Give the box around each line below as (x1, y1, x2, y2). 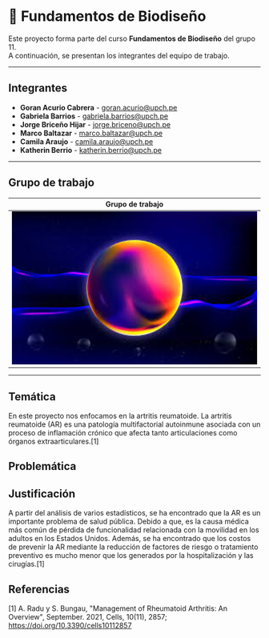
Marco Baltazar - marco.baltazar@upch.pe (19, 128, 163, 138)
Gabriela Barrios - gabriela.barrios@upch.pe (19, 111, 169, 121)
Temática (8, 390, 56, 403)
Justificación (8, 487, 76, 500)
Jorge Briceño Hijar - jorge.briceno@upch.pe (19, 119, 171, 129)
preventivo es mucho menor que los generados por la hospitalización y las (8, 551, 254, 560)
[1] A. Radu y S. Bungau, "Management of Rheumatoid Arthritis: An (8, 604, 228, 613)
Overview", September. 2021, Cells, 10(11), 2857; (8, 612, 167, 622)
